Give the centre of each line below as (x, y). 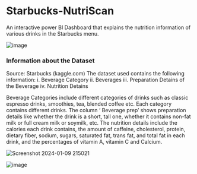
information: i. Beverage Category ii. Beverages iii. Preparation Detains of (96, 80)
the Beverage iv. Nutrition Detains (47, 86)
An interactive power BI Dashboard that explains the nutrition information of (99, 27)
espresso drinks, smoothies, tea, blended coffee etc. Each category (89, 104)
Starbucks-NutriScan (60, 11)
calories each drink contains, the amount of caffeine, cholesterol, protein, (96, 129)
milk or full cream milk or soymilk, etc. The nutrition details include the (92, 123)
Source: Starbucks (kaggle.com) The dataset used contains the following (96, 74)
